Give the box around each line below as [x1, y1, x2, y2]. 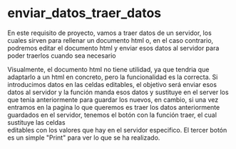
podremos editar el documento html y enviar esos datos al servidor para [7, 43, 220, 52]
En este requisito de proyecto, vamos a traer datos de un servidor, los [7, 29, 212, 37]
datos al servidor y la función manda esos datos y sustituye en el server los [7, 88, 230, 96]
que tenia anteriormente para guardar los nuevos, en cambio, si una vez [7, 95, 219, 104]
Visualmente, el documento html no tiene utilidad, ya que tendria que [7, 65, 210, 73]
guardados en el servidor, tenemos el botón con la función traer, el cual [7, 111, 217, 119]
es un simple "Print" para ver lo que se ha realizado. [7, 133, 160, 142]
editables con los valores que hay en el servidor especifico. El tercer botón [7, 125, 227, 134]
